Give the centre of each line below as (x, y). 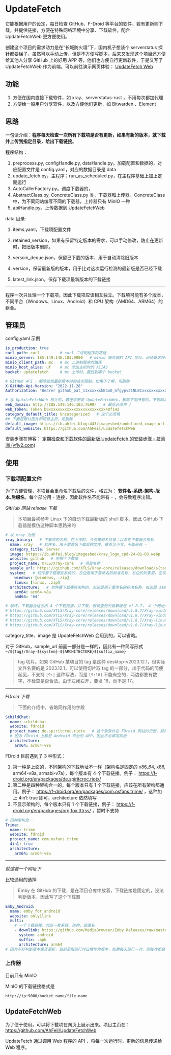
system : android (36, 935)
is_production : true (27, 348)
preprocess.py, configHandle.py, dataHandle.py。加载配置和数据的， (85, 163)
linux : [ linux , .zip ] (37, 582)
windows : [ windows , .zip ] (42, 578)
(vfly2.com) (23, 445)
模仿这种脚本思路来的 (54, 525)
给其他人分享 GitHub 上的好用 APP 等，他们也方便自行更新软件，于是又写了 (84, 60)
